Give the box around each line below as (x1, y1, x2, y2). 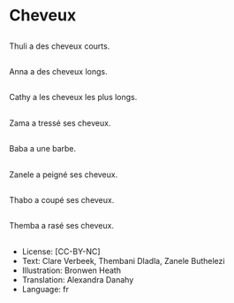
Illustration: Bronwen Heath (21, 265, 122, 276)
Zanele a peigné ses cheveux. (9, 169, 118, 180)
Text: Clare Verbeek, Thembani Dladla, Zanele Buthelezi (21, 255, 225, 266)
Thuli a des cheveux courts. (9, 41, 110, 51)
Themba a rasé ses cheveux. (9, 221, 115, 231)
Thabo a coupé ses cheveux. (9, 194, 115, 205)
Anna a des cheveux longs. (9, 66, 108, 76)
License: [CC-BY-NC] (21, 245, 101, 257)
